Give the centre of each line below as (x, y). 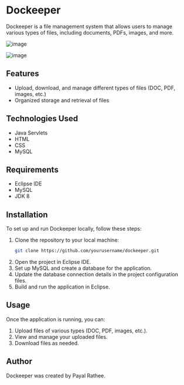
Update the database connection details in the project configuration (96, 274)
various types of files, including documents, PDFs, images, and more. (90, 32)
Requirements (32, 169)
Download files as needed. (47, 343)
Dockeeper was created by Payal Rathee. (56, 376)
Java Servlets (31, 133)
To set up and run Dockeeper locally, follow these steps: (74, 229)
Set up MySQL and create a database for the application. (83, 268)
